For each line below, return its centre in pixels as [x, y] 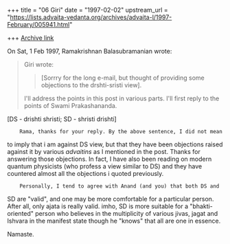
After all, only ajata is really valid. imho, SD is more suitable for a [98, 206]
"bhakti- [201, 206]
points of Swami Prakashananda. [70, 106]
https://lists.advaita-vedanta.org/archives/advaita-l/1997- [91, 17]
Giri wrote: [38, 64]
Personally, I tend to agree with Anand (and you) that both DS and [119, 186]
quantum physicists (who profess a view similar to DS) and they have [105, 166]
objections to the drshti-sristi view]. [91, 85]
